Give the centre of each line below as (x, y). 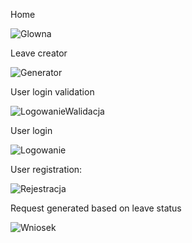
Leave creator (39, 53)
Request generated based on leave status (96, 208)
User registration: (46, 169)
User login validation (52, 92)
